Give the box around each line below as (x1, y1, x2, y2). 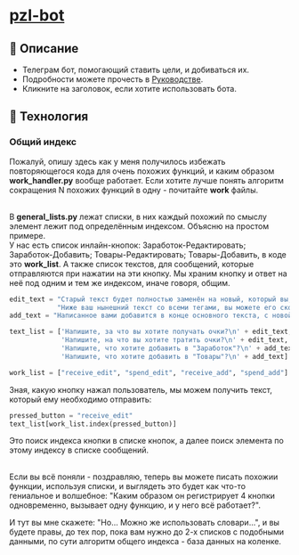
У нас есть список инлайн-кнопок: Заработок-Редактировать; (9, 240, 246, 250)
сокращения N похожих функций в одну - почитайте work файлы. (9, 184, 259, 195)
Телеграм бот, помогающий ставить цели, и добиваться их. (21, 64, 250, 75)
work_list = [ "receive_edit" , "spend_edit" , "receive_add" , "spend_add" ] (9, 368, 289, 377)
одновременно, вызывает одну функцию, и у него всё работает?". (9, 500, 261, 510)
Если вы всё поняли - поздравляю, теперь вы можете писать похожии (9, 471, 279, 482)
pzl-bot (9, 5, 65, 26)
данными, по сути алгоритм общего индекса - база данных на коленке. (9, 536, 282, 547)
